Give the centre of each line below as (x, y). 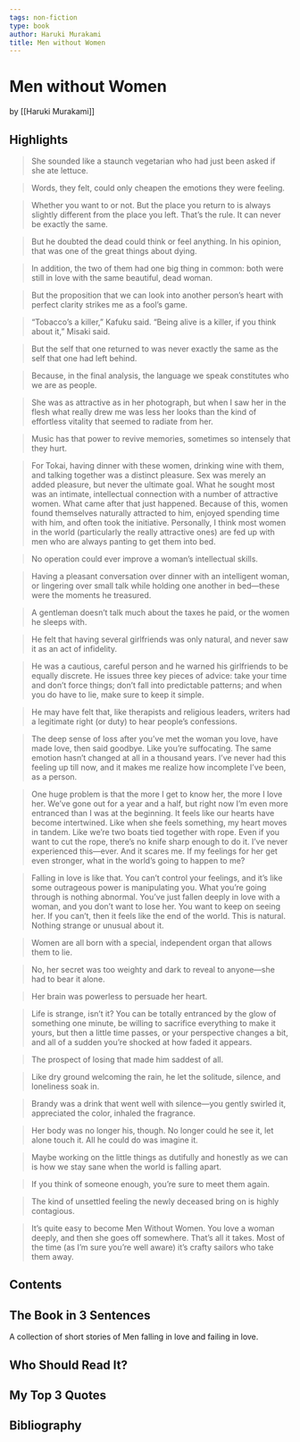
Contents (36, 1285)
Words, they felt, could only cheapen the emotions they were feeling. (158, 188)
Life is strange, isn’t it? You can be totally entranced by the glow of (154, 1014)
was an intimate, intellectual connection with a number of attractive (154, 494)
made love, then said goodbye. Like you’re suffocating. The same (151, 748)
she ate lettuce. (60, 170)
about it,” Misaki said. (71, 331)
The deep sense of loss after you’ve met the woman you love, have (154, 739)
